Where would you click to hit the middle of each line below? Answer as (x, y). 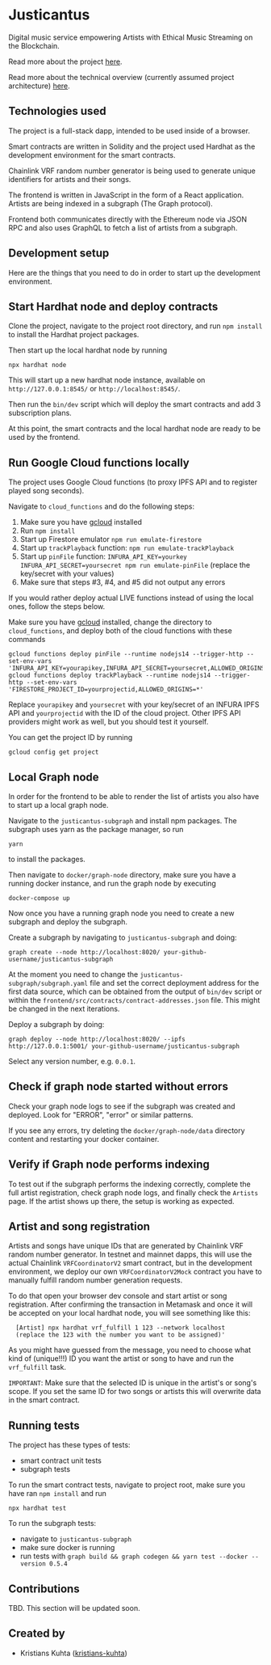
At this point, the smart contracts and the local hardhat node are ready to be (134, 429)
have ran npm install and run (58, 1494)
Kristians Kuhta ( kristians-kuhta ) (73, 1653)
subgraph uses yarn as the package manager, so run (96, 829)
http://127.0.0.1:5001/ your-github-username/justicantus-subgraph (124, 1046)
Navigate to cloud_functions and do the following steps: (102, 506)
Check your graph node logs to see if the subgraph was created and (122, 1106)
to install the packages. (47, 859)
